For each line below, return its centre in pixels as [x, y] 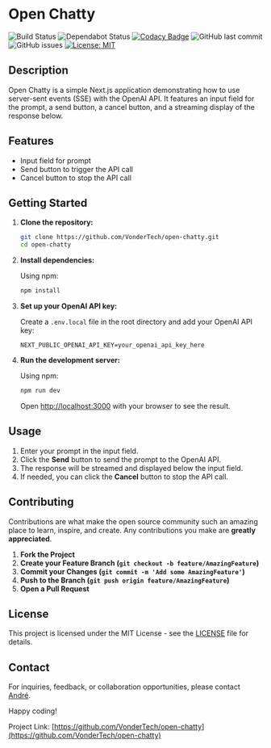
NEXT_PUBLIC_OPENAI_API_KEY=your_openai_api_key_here [112, 345]
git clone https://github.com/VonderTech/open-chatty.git [119, 237]
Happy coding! [33, 711]
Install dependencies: [57, 260]
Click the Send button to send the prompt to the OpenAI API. [121, 459]
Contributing [41, 502]
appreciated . [30, 539]
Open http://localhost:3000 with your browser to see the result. [125, 406]
